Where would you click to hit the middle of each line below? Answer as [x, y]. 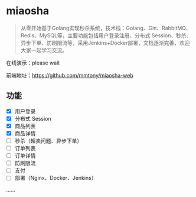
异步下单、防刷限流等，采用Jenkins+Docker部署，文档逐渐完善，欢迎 [105, 43]
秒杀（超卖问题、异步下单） [48, 141]
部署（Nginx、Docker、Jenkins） [55, 178]
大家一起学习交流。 [44, 50]
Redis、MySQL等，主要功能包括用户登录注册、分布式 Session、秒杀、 [106, 35]
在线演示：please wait [33, 63]
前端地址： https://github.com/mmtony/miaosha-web [70, 75]
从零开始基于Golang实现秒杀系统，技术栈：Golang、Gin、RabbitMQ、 [106, 28]
